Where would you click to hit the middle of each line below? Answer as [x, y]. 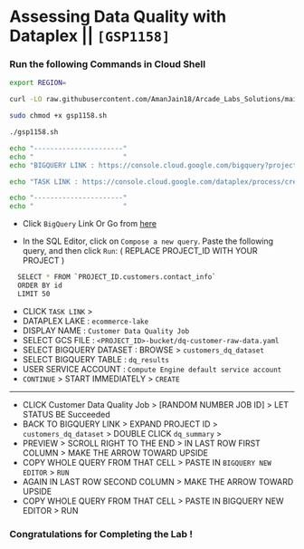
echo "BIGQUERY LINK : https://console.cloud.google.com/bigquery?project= [155, 165]
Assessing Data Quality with [118, 17]
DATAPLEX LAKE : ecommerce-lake [85, 321]
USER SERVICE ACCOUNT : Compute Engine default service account [152, 369]
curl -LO [26, 100]
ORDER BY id [40, 286]
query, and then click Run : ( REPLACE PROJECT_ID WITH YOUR [140, 251]
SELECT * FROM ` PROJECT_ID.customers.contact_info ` [117, 277]
